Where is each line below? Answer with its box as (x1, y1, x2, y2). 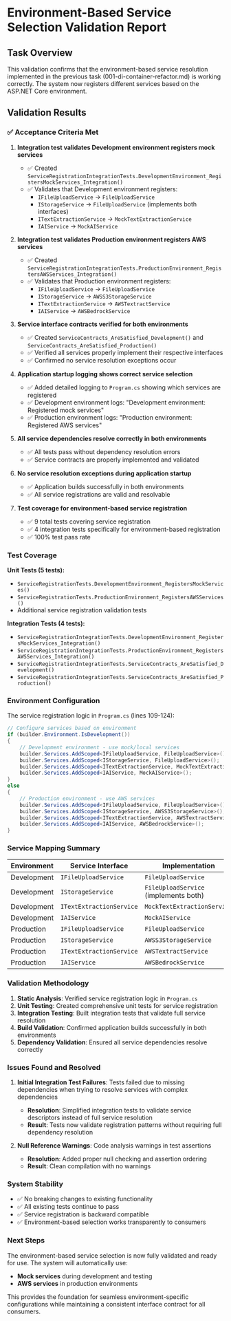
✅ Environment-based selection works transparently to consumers (16, 1218, 206, 1226)
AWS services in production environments (16, 1279, 138, 1287)
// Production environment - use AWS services (19, 795, 155, 802)
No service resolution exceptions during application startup (16, 469, 192, 477)
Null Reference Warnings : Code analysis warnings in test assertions (16, 1141, 212, 1150)
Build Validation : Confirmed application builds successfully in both (16, 1023, 207, 1031)
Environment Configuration (7, 696, 100, 705)
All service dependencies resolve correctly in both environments (16, 434, 207, 442)
